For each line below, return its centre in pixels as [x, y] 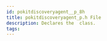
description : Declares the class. [51, 23]
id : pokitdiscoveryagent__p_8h [46, 12]
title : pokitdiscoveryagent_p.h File [54, 17]
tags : [13, 29]
